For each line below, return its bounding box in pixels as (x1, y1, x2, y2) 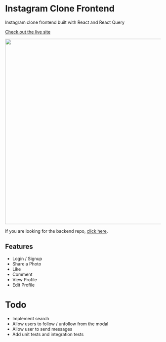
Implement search (12, 315, 49, 321)
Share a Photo (12, 260, 41, 267)
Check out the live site (5, 29, 51, 35)
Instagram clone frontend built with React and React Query (5, 19, 125, 25)
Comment (12, 271, 33, 277)
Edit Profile (12, 282, 35, 288)
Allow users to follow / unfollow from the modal (12, 321, 109, 327)
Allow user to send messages (12, 326, 73, 332)
